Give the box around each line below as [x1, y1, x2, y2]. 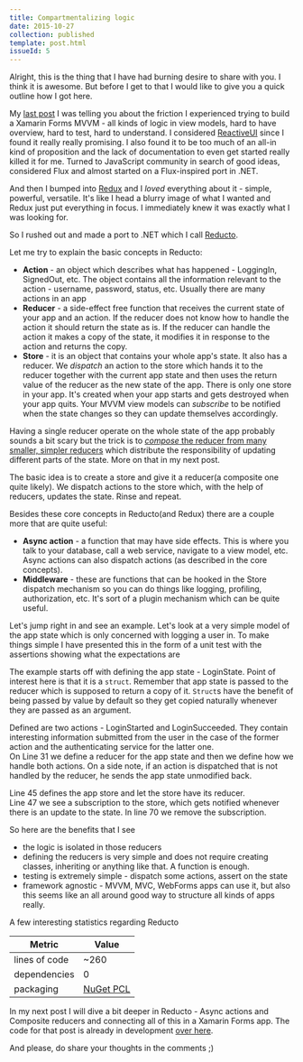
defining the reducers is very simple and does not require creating [22, 852, 269, 863]
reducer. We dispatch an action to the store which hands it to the [22, 360, 263, 371]
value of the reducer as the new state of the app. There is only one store [22, 380, 292, 391]
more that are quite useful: [9, 518, 108, 529]
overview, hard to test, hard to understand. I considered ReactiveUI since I [9, 127, 284, 138]
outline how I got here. [9, 91, 93, 102]
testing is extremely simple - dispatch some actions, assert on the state [22, 871, 289, 882]
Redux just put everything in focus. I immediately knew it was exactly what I [9, 202, 290, 213]
